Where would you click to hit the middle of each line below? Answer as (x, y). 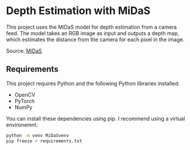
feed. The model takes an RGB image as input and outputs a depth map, (93, 33)
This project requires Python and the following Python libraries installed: (93, 83)
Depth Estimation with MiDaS (78, 11)
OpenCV (25, 94)
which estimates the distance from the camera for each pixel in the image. (95, 39)
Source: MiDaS (24, 50)
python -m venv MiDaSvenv (37, 135)
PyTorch (25, 101)
